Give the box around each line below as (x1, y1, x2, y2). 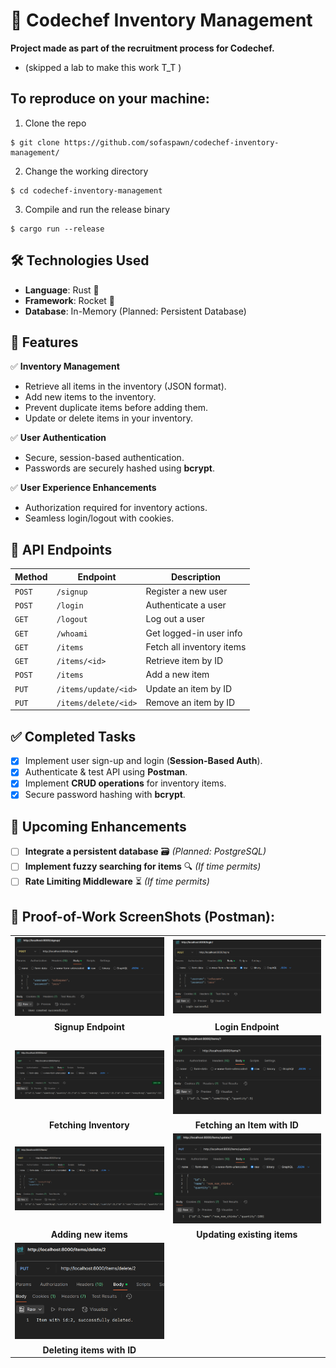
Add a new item (145, 669, 210, 681)
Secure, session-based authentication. (24, 452, 185, 464)
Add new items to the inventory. (24, 391, 157, 403)
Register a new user (145, 585, 228, 597)
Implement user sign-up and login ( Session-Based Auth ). (24, 755, 263, 767)
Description (170, 570, 222, 583)
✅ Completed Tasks (10, 728, 137, 745)
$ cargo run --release (10, 224, 105, 234)
